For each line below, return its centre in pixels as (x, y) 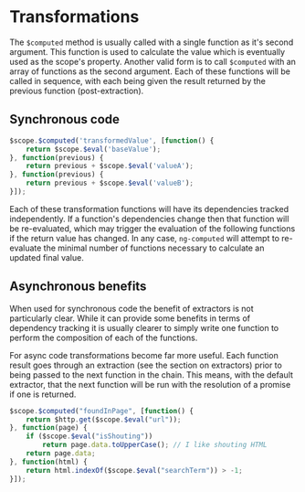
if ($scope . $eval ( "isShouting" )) (89, 436)
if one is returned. (43, 394)
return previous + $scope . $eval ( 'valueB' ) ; (110, 183)
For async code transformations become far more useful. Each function (144, 355)
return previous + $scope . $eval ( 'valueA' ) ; (110, 166)
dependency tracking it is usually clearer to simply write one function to (144, 327)
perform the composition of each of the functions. (104, 337)
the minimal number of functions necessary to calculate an (154, 248)
